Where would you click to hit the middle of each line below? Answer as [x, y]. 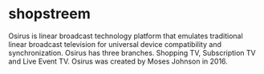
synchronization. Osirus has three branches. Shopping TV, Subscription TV [132, 53]
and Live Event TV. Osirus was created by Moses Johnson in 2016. [118, 61]
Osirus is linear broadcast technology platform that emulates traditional [126, 36]
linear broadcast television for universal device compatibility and [115, 44]
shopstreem [49, 14]
